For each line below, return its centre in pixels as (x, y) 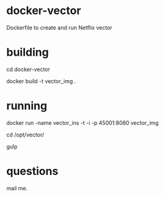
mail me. (17, 188)
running (27, 106)
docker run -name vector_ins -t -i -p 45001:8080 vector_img (82, 122)
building (28, 52)
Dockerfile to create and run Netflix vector (59, 28)
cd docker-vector (28, 69)
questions (32, 171)
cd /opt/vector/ (25, 135)
